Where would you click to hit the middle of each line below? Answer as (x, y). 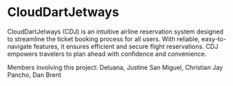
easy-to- (214, 38)
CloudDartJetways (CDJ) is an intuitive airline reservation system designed (115, 31)
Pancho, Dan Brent (34, 75)
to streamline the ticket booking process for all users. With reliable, (104, 38)
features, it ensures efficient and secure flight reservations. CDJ (126, 46)
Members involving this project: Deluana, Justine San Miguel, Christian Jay (115, 67)
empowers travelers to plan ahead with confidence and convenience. (107, 54)
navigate (20, 46)
